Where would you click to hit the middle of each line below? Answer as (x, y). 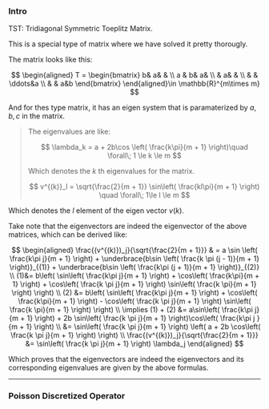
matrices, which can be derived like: (68, 235)
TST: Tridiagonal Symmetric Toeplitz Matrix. (81, 29)
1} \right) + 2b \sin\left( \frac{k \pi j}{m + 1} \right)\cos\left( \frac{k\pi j (141, 319)
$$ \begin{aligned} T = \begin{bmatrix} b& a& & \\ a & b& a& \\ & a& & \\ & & (134, 75)
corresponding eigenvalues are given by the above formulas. (108, 368)
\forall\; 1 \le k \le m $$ (144, 156)
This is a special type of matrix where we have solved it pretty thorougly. (128, 44)
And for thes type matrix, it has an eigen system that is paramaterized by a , (132, 108)
